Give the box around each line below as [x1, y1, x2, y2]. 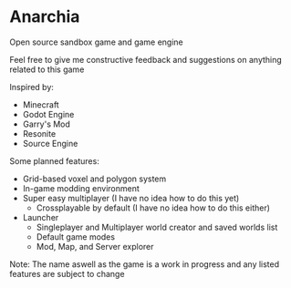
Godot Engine [22, 108, 75, 119]
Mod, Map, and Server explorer [36, 241, 154, 252]
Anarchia [9, 6, 80, 27]
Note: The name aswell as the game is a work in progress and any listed [9, 258, 280, 270]
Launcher [22, 211, 59, 222]
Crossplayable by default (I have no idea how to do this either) [36, 202, 271, 213]
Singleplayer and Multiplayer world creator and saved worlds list [36, 221, 278, 232]
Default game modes [36, 231, 116, 242]
